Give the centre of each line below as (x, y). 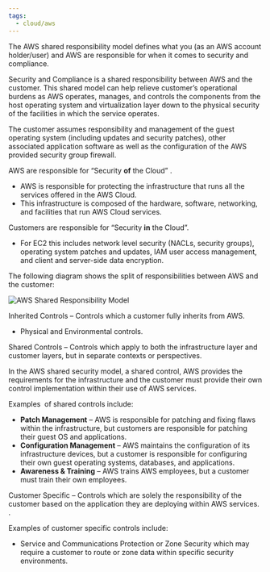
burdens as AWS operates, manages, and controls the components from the (135, 96)
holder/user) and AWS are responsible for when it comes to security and (128, 55)
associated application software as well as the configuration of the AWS (128, 146)
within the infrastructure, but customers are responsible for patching (134, 428)
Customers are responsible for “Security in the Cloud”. (99, 228)
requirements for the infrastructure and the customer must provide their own (135, 379)
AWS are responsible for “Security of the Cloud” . (90, 170)
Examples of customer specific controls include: (88, 528)
